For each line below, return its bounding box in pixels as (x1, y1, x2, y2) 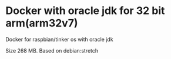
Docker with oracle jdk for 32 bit (5, 4, 165, 18)
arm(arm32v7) (5, 16, 78, 30)
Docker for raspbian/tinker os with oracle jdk (5, 36, 113, 43)
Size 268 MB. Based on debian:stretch (5, 47, 99, 54)
